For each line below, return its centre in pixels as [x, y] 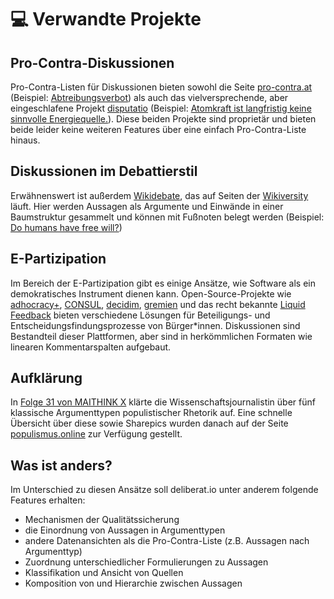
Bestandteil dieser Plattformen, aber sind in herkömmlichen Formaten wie [161, 336]
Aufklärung [46, 378]
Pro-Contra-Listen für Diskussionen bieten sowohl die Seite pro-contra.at [161, 87]
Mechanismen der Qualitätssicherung [102, 520]
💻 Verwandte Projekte [106, 19]
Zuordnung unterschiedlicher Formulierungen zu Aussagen [146, 562]
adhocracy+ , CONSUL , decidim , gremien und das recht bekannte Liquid [158, 304]
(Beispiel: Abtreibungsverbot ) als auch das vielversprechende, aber [149, 97]
